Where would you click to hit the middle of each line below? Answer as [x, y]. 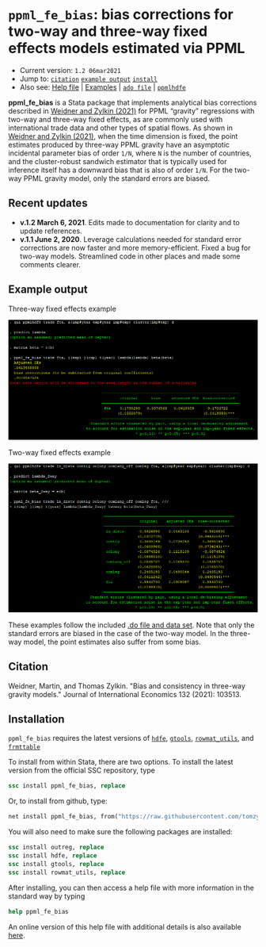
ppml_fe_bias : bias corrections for [121, 15]
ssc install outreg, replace [56, 847]
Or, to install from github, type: [58, 801]
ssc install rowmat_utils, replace [67, 872]
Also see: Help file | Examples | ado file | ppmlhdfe [103, 87]
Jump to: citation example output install [89, 79]
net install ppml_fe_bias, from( [63, 817]
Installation [36, 719]
